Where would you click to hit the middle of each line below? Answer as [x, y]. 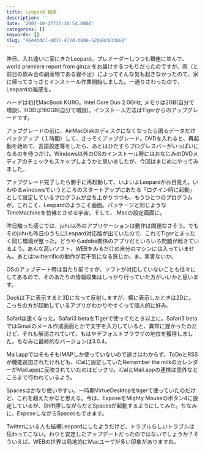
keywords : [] [23, 35]
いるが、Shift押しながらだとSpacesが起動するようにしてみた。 [102, 406]
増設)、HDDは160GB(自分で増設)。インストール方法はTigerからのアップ [97, 110]
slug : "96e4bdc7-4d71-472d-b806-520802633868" [67, 40]
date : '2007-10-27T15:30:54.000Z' [50, 23]
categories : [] [26, 29]
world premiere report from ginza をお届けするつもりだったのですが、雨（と [102, 66]
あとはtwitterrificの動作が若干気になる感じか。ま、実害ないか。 [97, 256]
